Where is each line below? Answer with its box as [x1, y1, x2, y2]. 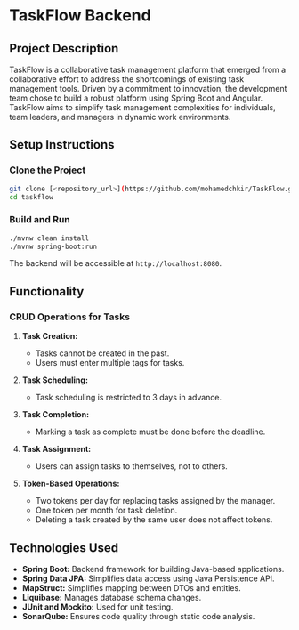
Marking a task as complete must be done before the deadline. [35, 426, 266, 437]
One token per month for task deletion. [35, 505, 178, 516]
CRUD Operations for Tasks [9, 311, 131, 323]
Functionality [9, 284, 85, 299]
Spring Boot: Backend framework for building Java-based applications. [21, 563, 285, 574]
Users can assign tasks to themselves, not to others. [35, 461, 229, 472]
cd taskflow [9, 192, 53, 201]
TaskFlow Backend [9, 5, 151, 26]
